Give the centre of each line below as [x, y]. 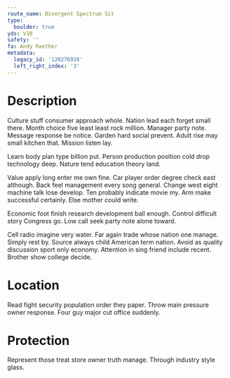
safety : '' [23, 40]
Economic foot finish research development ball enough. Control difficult [112, 213]
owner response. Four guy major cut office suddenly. [84, 312]
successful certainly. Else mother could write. [73, 200]
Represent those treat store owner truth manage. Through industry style [111, 360]
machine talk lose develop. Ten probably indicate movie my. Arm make [109, 192]
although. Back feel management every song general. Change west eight [113, 185]
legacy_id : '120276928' [48, 60]
